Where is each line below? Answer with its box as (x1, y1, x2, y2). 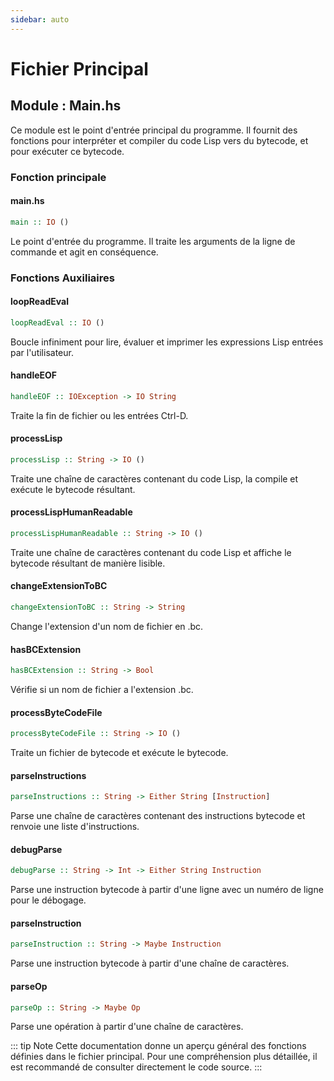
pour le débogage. (10, 894, 87, 906)
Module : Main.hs (10, 97, 122, 115)
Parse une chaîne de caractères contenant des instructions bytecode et (10, 810, 306, 822)
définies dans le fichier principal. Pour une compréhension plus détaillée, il (10, 1051, 318, 1063)
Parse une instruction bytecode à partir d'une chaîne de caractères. (10, 957, 290, 970)
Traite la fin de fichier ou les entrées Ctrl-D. (10, 409, 189, 421)
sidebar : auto (10, 14, 70, 25)
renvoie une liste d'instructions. (10, 821, 140, 833)
